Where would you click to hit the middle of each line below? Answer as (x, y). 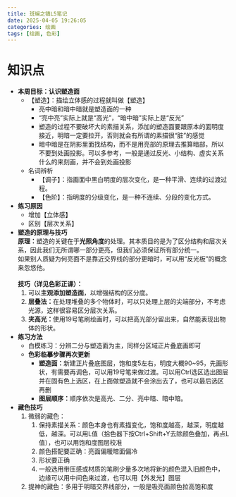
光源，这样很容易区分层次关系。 (74, 310)
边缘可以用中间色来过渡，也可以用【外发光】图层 (110, 478)
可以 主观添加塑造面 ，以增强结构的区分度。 (90, 293)
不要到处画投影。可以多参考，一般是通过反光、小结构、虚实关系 (131, 153)
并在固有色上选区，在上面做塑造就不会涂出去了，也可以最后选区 (131, 381)
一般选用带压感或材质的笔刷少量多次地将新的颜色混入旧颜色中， (131, 469)
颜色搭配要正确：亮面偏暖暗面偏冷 (88, 451)
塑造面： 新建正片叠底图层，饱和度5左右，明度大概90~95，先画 (130, 363)
